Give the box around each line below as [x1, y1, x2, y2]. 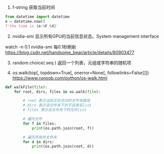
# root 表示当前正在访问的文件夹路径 [23, 98, 90, 103]
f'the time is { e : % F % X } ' [5, 23, 58, 28]
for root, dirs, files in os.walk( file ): [14, 89, 101, 94]
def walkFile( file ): [5, 84, 48, 90]
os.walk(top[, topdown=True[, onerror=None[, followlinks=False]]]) [12, 69, 149, 76]
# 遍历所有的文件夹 [23, 135, 57, 140]
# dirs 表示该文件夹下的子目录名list [23, 103, 92, 108]
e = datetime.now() [5, 19, 46, 24]
